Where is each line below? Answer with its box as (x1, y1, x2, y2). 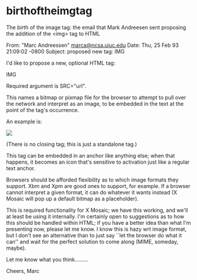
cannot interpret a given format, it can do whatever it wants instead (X (6, 189, 177, 196)
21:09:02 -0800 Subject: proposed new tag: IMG (6, 47, 125, 55)
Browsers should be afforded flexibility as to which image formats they (6, 176, 179, 183)
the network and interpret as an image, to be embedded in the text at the (6, 100, 184, 107)
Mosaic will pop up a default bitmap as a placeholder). (6, 195, 139, 202)
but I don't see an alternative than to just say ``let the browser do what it (6, 231, 182, 238)
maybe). (6, 244, 27, 252)
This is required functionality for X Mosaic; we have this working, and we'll (6, 206, 188, 214)
